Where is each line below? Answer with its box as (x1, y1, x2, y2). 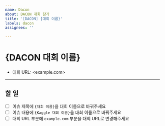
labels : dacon (5, 21, 34, 26)
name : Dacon (5, 7, 29, 12)
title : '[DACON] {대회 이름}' (5, 16, 63, 21)
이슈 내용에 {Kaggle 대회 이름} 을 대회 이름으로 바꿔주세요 (12, 109, 121, 115)
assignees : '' (5, 25, 34, 30)
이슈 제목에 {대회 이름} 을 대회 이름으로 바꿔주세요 (12, 103, 106, 109)
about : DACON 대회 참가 (5, 12, 50, 17)
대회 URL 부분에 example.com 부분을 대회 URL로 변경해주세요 (12, 116, 129, 121)
